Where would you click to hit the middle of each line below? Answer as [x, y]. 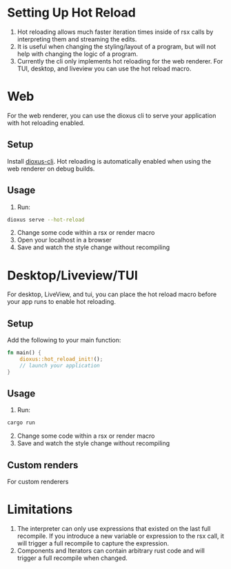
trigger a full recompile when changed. [72, 558]
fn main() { [24, 353]
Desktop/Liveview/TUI [72, 275]
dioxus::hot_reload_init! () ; [61, 359]
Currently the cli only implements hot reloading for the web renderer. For [120, 61]
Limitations [40, 510]
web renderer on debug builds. [51, 168]
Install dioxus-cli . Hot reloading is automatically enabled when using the [109, 161]
